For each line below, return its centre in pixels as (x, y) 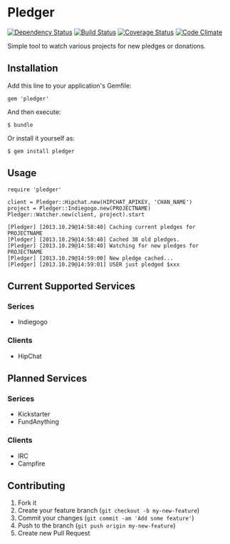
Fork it (27, 503)
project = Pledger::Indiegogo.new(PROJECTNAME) (79, 208)
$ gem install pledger (41, 151)
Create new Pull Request (54, 533)
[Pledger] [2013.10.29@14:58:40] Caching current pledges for (101, 227)
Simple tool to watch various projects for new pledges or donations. (107, 46)
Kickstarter (34, 414)
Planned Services (47, 378)
